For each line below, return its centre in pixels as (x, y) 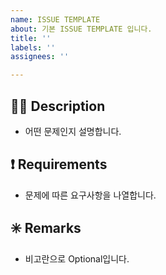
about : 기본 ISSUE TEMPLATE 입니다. (81, 29)
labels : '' (33, 47)
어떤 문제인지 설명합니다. (73, 131)
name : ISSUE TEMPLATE (55, 19)
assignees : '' (40, 57)
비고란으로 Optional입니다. (77, 258)
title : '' (31, 38)
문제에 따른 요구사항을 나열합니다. (90, 195)
